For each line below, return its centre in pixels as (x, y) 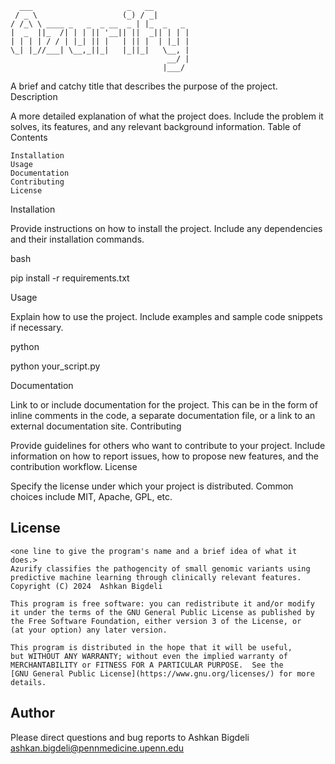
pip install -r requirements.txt (70, 278)
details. (28, 682)
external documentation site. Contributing (96, 426)
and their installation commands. (77, 239)
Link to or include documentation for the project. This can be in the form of (164, 405)
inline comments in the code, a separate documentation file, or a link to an (163, 415)
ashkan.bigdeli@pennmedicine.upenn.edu (97, 748)
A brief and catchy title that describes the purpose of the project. (144, 86)
